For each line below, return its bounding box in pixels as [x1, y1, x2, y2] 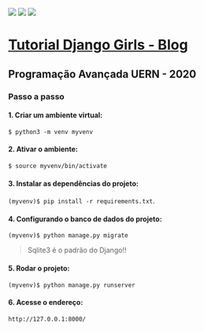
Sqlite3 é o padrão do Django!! [27, 245, 127, 255]
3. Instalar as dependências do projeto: [8, 178, 139, 188]
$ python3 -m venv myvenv [8, 128, 93, 136]
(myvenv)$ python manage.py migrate [8, 232, 128, 240]
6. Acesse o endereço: [8, 298, 83, 307]
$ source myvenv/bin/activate [8, 162, 108, 169]
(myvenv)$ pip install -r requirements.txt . [8, 196, 155, 206]
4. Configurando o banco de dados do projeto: [8, 214, 163, 224]
